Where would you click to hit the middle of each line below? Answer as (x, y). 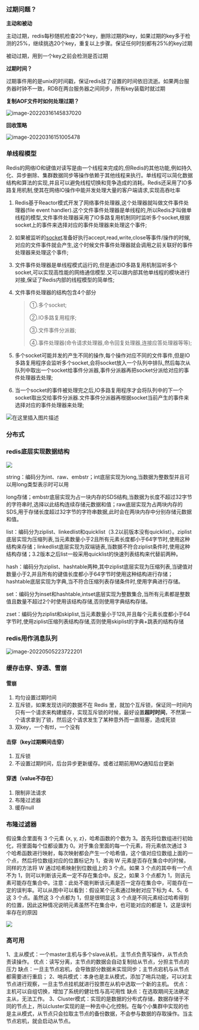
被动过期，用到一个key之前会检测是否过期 (57, 56)
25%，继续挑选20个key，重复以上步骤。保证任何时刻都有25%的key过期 (104, 43)
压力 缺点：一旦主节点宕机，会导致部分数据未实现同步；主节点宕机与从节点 (98, 969)
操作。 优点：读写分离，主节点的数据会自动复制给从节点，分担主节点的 (103, 962)
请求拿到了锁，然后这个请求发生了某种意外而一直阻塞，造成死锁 (98, 720)
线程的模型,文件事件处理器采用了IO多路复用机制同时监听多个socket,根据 (102, 217)
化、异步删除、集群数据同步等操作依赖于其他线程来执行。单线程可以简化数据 (99, 175)
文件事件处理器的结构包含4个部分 (55, 292)
